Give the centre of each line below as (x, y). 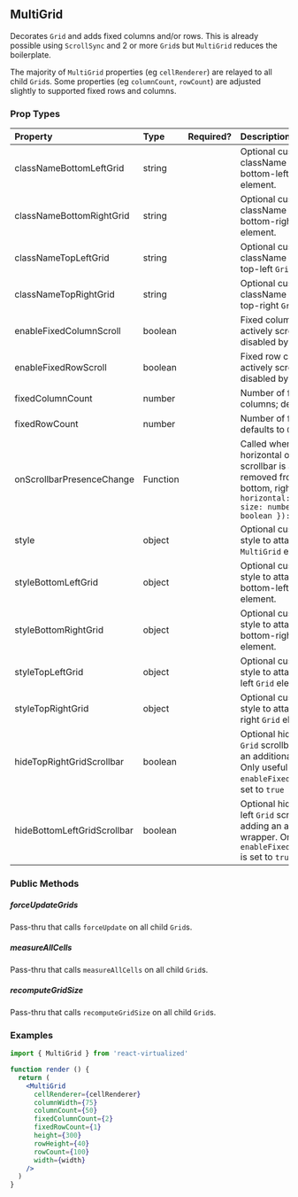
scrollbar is (263, 466)
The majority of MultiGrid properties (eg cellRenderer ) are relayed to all (141, 72)
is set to (256, 857)
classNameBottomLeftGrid (69, 168)
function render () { (50, 1070)
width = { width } (60, 1160)
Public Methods (45, 883)
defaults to (263, 430)
